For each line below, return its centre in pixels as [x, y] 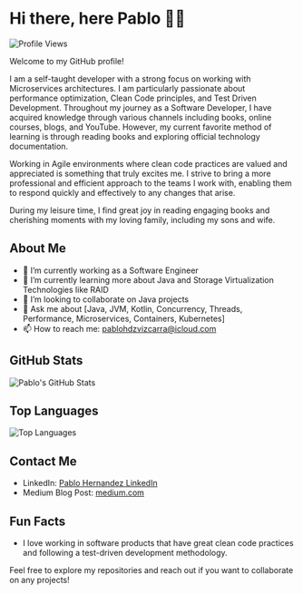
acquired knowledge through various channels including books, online [141, 117]
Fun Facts [38, 521]
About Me [38, 248]
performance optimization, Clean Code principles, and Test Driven [133, 98]
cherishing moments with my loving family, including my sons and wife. [142, 219]
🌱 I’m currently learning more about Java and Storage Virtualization [148, 279]
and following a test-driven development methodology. [125, 553]
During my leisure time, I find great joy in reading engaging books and [140, 210]
